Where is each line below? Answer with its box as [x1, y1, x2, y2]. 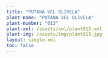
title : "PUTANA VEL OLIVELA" [6, 8, 81, 15]
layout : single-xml [6, 37, 56, 43]
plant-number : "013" [6, 20, 59, 26]
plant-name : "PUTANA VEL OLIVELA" [6, 14, 95, 21]
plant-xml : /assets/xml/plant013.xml [6, 25, 103, 32]
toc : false [6, 43, 34, 49]
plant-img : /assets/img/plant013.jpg [6, 31, 103, 37]
